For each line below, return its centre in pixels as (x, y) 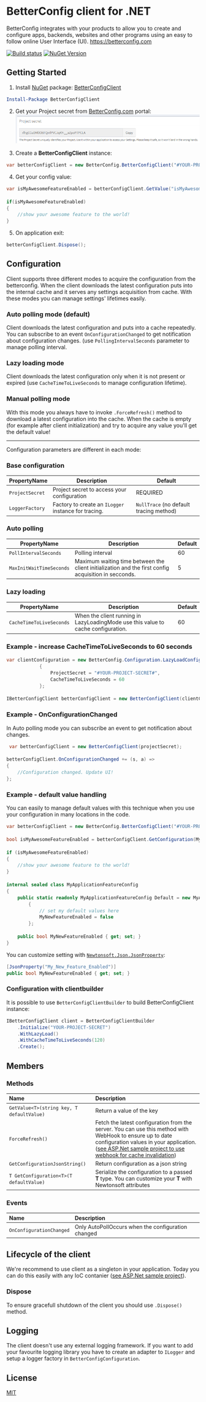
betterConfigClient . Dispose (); (46, 245)
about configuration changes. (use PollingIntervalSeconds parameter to (98, 341)
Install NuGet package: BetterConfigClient (68, 87)
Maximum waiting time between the (120, 561)
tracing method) (156, 511)
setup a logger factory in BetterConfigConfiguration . (73, 1358)
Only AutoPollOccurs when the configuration (131, 1226)
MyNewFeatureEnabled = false (76, 917)
